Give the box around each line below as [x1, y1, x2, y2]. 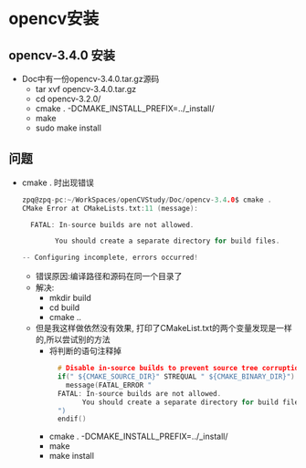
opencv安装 [8, 8, 100, 29]
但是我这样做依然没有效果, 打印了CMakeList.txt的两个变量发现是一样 [35, 323, 293, 334]
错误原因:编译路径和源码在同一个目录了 [35, 271, 183, 282]
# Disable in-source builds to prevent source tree [57, 364, 259, 373]
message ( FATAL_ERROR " [66, 380, 153, 390]
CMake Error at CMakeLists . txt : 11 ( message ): [21, 203, 198, 213]
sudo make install [35, 122, 102, 133]
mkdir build [48, 293, 92, 304]
